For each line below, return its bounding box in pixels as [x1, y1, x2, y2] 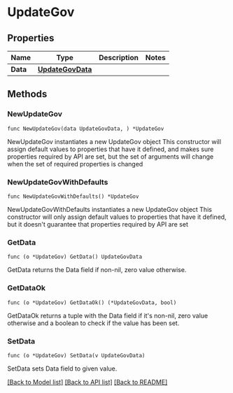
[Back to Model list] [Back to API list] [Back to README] [7, 378, 168, 386]
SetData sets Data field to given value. [7, 364, 118, 373]
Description [99, 53, 139, 62]
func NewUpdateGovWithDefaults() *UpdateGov [7, 193, 139, 200]
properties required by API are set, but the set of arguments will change [7, 152, 214, 161]
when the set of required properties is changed [7, 159, 143, 168]
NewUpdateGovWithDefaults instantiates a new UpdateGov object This [7, 205, 212, 213]
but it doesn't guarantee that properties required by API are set [7, 220, 189, 228]
